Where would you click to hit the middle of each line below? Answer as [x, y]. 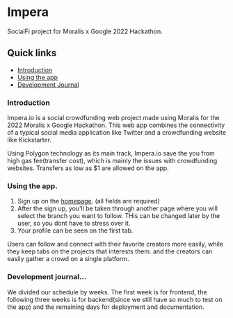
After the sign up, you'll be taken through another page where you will [117, 208]
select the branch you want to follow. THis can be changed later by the [119, 216]
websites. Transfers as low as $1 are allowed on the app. [88, 168]
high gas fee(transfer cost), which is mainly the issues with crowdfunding [112, 161]
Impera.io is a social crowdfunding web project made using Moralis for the [114, 118]
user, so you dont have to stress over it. [74, 224]
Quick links [32, 53]
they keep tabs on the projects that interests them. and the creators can [110, 251]
